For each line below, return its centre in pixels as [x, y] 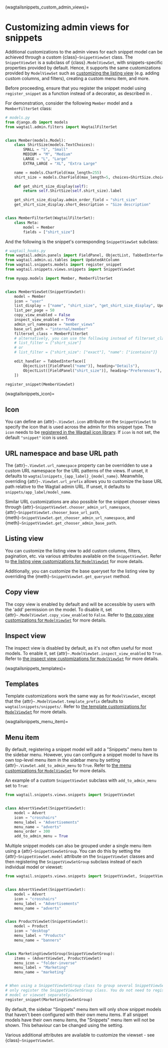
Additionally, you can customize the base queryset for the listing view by [80, 571]
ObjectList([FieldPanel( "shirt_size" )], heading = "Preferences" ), [93, 370]
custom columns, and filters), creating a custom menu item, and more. [77, 78]
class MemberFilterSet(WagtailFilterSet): [50, 218]
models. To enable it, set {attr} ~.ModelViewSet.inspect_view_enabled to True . [84, 653]
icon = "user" [29, 301]
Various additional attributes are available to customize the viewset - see [80, 1035]
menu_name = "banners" [38, 940]
